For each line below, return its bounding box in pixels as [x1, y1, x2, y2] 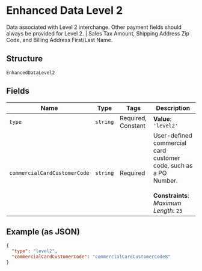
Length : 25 [153, 206, 183, 215]
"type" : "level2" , [11, 248, 58, 254]
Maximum [153, 199, 182, 207]
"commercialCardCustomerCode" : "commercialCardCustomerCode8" [11, 254, 171, 260]
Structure [6, 53, 43, 64]
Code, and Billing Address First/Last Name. [6, 36, 113, 43]
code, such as [153, 161, 193, 169]
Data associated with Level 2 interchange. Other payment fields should [6, 23, 182, 31]
